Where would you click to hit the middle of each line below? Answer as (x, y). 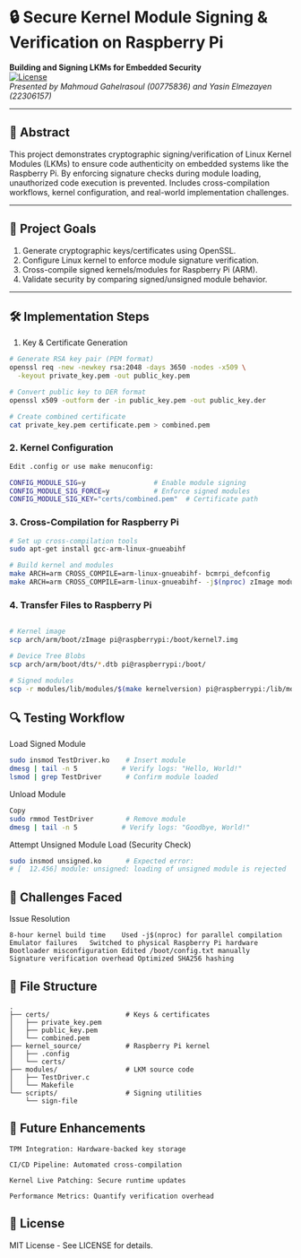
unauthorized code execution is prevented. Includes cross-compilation (140, 182)
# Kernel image (38, 632)
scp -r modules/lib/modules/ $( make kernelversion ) (106, 689)
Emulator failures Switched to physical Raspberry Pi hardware (133, 943)
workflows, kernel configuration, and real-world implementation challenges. (149, 192)
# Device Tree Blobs (48, 656)
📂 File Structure (53, 986)
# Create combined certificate (68, 416)
